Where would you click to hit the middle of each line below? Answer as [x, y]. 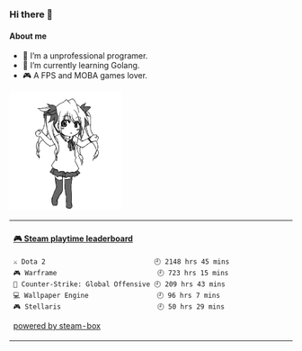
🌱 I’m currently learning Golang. [81, 66]
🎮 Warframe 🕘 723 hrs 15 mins [121, 274]
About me [28, 36]
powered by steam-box [57, 326]
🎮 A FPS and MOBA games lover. [85, 76]
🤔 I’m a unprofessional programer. [85, 56]
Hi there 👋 [31, 14]
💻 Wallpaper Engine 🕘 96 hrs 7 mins [116, 296]
